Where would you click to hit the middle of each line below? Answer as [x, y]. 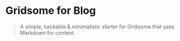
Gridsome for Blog [51, 11]
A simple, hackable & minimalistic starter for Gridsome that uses [97, 27]
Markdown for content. [47, 32]
